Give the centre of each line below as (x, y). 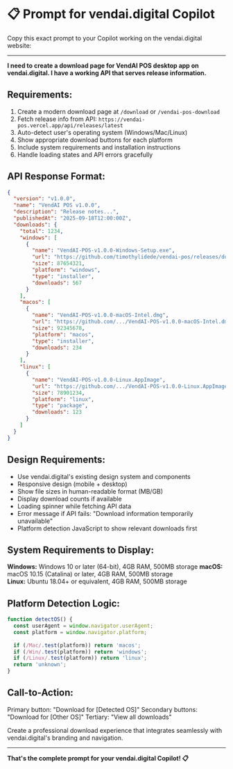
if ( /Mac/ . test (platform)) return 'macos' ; (77, 645)
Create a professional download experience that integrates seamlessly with (115, 730)
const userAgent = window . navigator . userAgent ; (84, 626)
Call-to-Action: (41, 693)
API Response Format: (56, 176)
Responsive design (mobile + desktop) (72, 484)
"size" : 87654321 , (59, 264)
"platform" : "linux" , (63, 399)
